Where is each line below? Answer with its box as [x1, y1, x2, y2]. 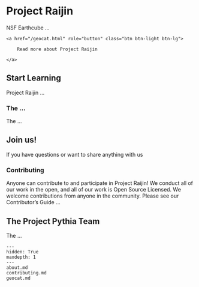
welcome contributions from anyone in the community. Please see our [6, 192, 179, 199]
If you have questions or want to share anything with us [6, 151, 143, 158]
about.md [6, 264, 28, 271]
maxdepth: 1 [6, 254, 36, 260]
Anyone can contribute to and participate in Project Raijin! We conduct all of [6, 180, 194, 187]
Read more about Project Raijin [17, 46, 98, 52]
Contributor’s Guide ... [6, 199, 61, 206]
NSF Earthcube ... [6, 24, 50, 31]
